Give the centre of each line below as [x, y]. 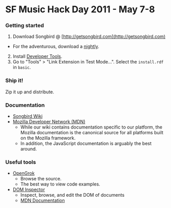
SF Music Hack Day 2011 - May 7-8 [80, 9]
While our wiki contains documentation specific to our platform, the [91, 127]
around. [29, 149]
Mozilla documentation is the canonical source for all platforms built [92, 133]
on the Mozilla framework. [48, 138]
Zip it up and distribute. [30, 92]
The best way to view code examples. [60, 184]
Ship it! [14, 80]
